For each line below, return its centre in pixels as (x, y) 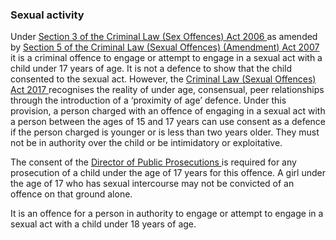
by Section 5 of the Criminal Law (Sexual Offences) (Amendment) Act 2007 (165, 47)
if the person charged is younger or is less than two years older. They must (165, 132)
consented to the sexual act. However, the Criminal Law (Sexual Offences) (163, 79)
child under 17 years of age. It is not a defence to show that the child (151, 69)
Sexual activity (47, 15)
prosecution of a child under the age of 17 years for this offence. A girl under (168, 173)
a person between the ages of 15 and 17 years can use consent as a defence (168, 122)
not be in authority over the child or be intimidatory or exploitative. (146, 143)
